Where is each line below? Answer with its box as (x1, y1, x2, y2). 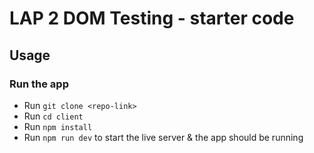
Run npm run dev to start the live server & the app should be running (23, 131, 304, 143)
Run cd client (23, 110, 84, 122)
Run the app (9, 77, 69, 91)
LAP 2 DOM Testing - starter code (9, 7, 295, 30)
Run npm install (23, 120, 93, 132)
